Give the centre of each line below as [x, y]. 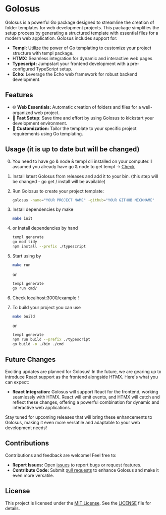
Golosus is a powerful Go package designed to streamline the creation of [80, 22]
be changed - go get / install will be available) [59, 181]
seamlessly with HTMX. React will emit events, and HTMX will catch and [86, 397]
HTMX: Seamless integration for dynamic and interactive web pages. [83, 58]
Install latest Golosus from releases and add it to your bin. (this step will [85, 176]
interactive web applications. [42, 407]
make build [24, 316]
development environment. [40, 123]
